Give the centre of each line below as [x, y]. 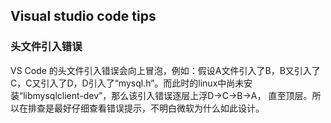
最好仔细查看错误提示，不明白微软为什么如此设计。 [159, 108]
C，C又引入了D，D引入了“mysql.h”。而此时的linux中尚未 [127, 83]
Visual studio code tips [83, 16]
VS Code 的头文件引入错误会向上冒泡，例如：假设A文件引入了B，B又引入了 [165, 70]
